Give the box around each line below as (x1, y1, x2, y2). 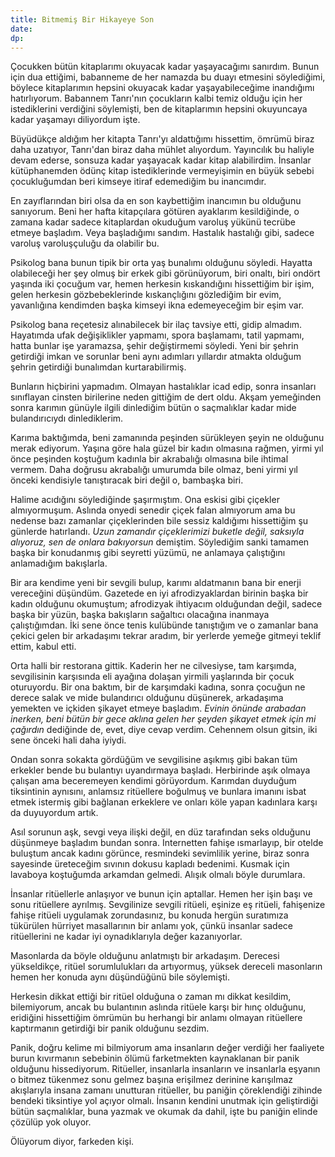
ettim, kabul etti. (10, 641, 77, 653)
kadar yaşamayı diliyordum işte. (10, 114, 141, 126)
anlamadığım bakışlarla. (10, 557, 108, 570)
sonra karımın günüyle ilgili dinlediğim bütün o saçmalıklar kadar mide (10, 402, 297, 414)
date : (10, 24, 33, 34)
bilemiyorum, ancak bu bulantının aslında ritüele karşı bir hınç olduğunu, (10, 1001, 307, 1013)
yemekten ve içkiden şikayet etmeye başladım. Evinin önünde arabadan (10, 702, 307, 715)
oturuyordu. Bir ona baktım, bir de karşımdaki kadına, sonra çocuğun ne (10, 681, 306, 693)
